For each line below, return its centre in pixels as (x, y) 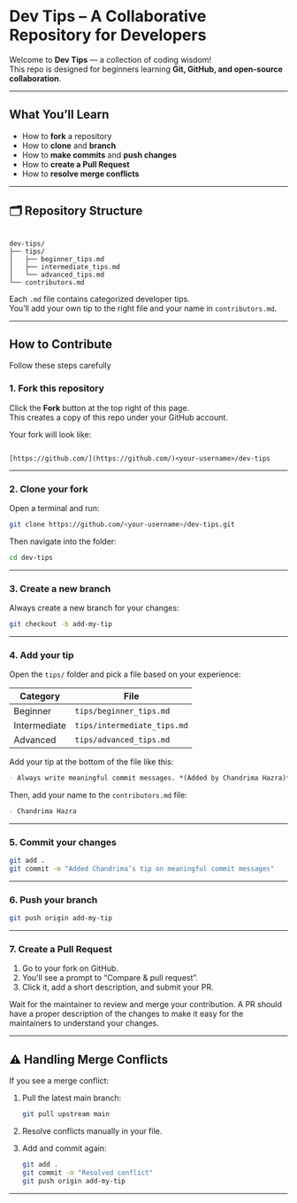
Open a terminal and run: (54, 508)
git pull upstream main (66, 1114)
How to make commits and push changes (99, 155)
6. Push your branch (53, 899)
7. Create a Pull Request (61, 950)
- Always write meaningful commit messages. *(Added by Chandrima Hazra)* (150, 778)
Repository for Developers (108, 35)
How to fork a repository (67, 136)
